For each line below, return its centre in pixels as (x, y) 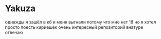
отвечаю (14, 32)
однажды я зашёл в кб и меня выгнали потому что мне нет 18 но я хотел (81, 22)
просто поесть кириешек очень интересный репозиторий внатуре (74, 27)
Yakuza (20, 9)
